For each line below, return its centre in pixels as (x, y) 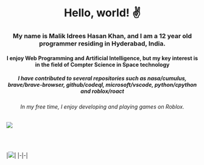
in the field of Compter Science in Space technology (102, 64)
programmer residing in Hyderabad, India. (102, 44)
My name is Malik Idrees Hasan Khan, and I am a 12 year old (102, 36)
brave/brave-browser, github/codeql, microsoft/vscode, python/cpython (102, 85)
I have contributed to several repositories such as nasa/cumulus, (102, 78)
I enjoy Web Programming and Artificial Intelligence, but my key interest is (102, 58)
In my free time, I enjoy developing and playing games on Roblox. (102, 106)
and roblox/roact (102, 91)
